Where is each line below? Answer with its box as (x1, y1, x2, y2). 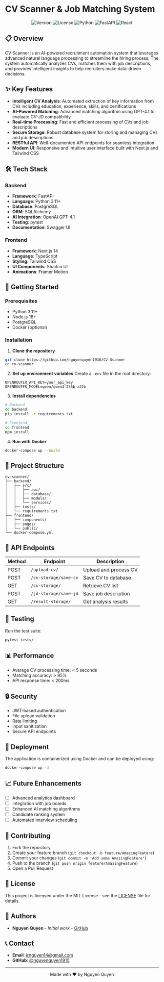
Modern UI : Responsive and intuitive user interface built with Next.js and (12, 145, 158, 151)
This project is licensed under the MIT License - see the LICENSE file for (5, 892, 150, 898)
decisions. (5, 71, 26, 76)
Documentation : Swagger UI (12, 225, 71, 230)
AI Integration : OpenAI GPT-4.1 (12, 214, 75, 220)
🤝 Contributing (5, 831, 51, 840)
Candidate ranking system (12, 811, 65, 817)
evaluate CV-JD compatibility (12, 114, 71, 120)
